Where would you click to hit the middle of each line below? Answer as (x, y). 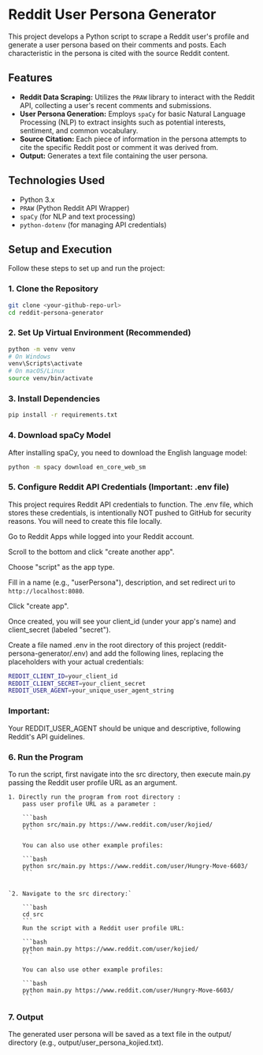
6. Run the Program (46, 757)
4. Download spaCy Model (60, 436)
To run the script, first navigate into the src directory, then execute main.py (130, 774)
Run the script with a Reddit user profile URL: (104, 928)
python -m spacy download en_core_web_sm (77, 467)
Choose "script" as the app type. (61, 567)
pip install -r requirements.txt (63, 415)
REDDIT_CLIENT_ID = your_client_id (63, 676)
